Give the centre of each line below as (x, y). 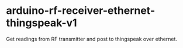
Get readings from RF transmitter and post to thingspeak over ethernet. (91, 39)
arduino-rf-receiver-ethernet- (81, 11)
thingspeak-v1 (42, 23)
